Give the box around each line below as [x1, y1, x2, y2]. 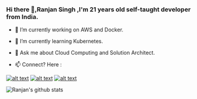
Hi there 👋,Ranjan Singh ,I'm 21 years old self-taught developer [6, 5, 191, 14]
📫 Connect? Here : [14, 61, 62, 68]
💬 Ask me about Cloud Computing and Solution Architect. [14, 49, 155, 56]
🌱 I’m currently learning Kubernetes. [14, 38, 103, 45]
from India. [6, 12, 39, 21]
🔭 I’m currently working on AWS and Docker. [14, 26, 123, 33]
